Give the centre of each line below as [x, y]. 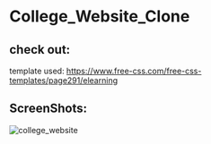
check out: [40, 50]
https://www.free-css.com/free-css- [134, 71]
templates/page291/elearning [64, 80]
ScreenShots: [48, 109]
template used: [37, 71]
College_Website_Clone [100, 17]
